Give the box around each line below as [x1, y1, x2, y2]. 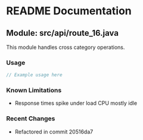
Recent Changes [6, 114, 55, 123]
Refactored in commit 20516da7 [14, 128, 94, 135]
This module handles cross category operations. [6, 43, 125, 51]
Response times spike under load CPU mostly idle [14, 99, 138, 107]
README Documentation [6, 4, 132, 18]
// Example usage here [6, 72, 63, 78]
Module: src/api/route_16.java [6, 28, 119, 38]
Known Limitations [6, 86, 62, 95]
